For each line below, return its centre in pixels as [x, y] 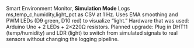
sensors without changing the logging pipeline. [63, 39]
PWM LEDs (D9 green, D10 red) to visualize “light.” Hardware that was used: [98, 21]
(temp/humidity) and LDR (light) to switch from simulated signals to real [92, 33]
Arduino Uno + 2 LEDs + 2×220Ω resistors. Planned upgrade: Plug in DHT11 [97, 27]
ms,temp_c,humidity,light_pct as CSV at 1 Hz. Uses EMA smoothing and [92, 14]
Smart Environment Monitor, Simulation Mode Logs [68, 8]
